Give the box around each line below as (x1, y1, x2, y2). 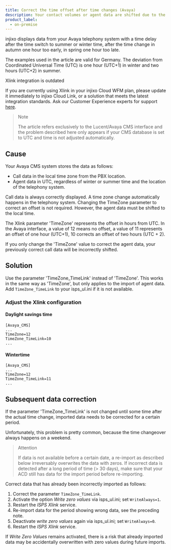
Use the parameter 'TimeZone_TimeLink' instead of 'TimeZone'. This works (5, 275, 163, 281)
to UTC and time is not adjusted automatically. (17, 134, 115, 141)
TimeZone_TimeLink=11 (5, 377, 52, 382)
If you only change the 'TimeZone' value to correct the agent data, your (5, 241, 156, 247)
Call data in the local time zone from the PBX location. (12, 173, 126, 180)
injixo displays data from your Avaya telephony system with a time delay (5, 36, 157, 42)
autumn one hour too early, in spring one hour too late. (5, 47, 120, 53)
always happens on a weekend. (5, 435, 71, 441)
